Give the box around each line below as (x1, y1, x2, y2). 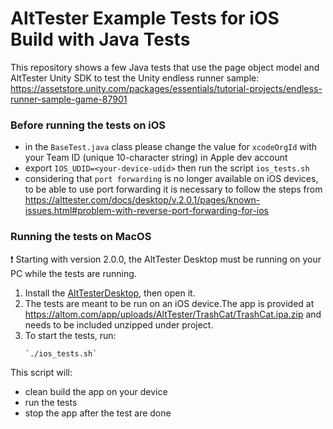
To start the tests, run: (24, 329, 117, 341)
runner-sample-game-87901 (10, 93, 128, 105)
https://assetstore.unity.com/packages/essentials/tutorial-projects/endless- (10, 82, 323, 94)
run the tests (24, 396, 78, 408)
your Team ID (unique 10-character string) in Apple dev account (24, 152, 288, 164)
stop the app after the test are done (24, 407, 172, 419)
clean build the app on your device (24, 385, 168, 397)
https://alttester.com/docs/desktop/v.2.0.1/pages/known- (24, 194, 261, 206)
